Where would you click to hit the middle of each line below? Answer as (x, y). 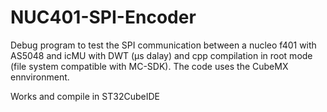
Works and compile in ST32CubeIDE (85, 96)
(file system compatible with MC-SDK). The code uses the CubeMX (149, 66)
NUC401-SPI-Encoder (103, 17)
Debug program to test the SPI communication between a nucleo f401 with (163, 45)
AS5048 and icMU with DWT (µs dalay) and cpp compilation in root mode (161, 55)
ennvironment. (40, 77)
